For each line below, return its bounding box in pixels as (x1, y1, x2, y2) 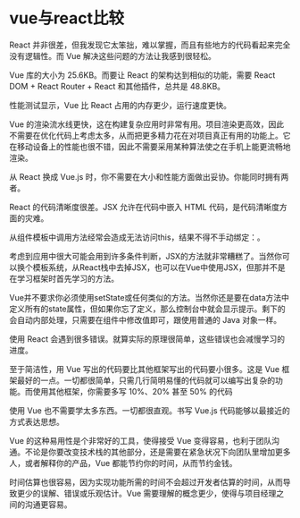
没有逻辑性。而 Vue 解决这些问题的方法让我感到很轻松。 (9, 50, 216, 61)
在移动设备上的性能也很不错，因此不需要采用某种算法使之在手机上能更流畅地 (9, 140, 291, 152)
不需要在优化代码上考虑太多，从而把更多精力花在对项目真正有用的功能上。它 (9, 130, 291, 140)
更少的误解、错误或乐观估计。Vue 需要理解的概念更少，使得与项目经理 (16, 488, 277, 498)
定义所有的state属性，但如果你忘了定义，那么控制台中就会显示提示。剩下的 (9, 303, 286, 314)
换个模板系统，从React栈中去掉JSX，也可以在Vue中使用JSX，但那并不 (16, 261, 279, 273)
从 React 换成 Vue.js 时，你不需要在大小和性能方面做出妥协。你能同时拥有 (9, 171, 281, 182)
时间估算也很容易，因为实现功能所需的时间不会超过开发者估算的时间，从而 (9, 476, 283, 488)
